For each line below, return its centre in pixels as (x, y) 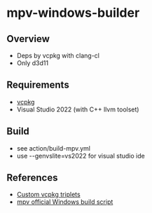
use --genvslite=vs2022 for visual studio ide (81, 156)
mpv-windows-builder (73, 13)
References (32, 178)
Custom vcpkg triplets (49, 195)
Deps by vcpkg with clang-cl (58, 55)
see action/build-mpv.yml (54, 148)
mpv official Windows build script (65, 202)
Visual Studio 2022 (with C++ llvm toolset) (78, 109)
